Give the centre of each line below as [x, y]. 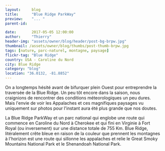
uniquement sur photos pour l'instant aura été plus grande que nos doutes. [81, 108]
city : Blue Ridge [23, 64]
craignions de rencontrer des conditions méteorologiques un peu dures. [78, 98]
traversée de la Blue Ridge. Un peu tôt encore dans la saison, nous [73, 92]
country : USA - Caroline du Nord [39, 60]
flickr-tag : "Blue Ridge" [32, 55]
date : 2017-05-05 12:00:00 [39, 32]
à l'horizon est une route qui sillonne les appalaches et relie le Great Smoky [82, 139]
